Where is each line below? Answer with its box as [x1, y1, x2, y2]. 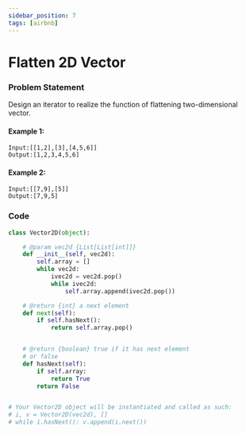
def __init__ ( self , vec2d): [22, 250, 115, 258]
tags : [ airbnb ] [8, 19, 59, 27]
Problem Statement [8, 81, 85, 92]
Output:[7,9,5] [8, 192, 59, 200]
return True [50, 374, 90, 382]
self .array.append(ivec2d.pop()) [64, 287, 176, 295]
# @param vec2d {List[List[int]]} [22, 243, 136, 251]
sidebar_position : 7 [8, 11, 77, 20]
